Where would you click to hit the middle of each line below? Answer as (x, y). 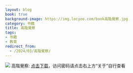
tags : (11, 33)
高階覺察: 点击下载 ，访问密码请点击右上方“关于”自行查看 (68, 66)
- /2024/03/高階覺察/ (30, 51)
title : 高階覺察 (20, 28)
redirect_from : (21, 46)
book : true (16, 14)
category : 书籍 (20, 23)
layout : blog (18, 10)
